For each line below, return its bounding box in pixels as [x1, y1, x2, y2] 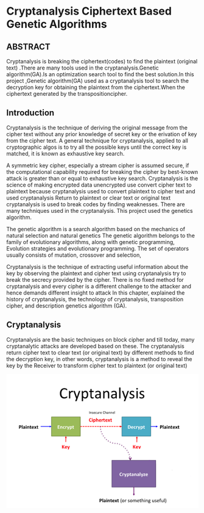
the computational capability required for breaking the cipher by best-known [6, 168, 199, 175]
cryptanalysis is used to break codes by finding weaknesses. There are [6, 200, 185, 208]
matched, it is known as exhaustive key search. [6, 149, 125, 157]
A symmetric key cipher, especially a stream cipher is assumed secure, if [6, 162, 189, 169]
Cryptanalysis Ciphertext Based [6, 4, 172, 18]
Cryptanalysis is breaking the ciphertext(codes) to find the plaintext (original [6, 58, 198, 65]
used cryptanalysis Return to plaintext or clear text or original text [6, 194, 171, 201]
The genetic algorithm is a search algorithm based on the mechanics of [6, 225, 186, 232]
